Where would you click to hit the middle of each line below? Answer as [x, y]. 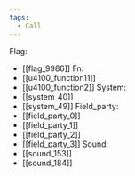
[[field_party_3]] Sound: [65, 144]
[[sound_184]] [47, 163]
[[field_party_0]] [52, 116]
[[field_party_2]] [52, 134]
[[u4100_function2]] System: [74, 87]
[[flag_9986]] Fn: [53, 68]
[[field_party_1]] [50, 124]
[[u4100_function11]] [59, 77]
